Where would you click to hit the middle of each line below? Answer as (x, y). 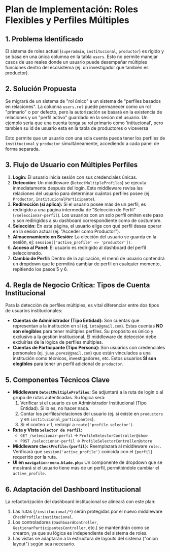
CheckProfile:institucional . (43, 517)
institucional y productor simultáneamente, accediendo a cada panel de (82, 143)
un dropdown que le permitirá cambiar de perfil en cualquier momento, (87, 264)
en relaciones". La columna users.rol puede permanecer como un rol (78, 106)
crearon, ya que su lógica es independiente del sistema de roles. (80, 533)
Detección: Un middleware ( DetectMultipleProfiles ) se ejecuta (79, 182)
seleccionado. (27, 253)
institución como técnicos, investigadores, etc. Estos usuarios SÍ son (84, 358)
